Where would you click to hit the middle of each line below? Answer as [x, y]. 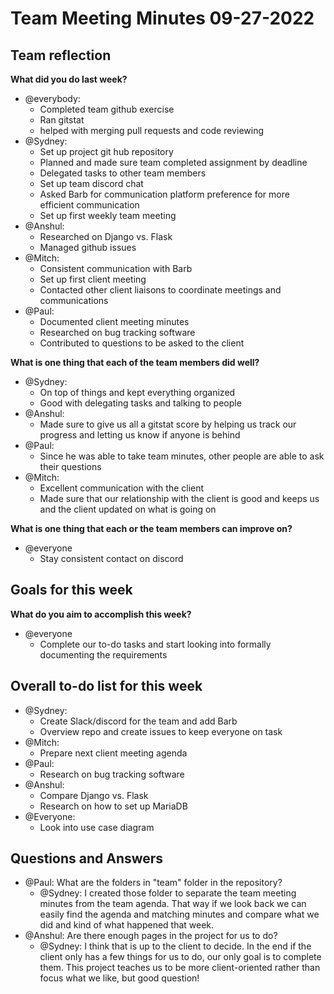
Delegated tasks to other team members [123, 173]
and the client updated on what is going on [128, 509]
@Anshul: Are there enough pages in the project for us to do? [151, 936]
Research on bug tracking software [112, 774]
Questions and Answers [87, 858]
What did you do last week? [69, 79]
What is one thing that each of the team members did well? [135, 362]
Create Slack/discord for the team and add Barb [138, 721]
